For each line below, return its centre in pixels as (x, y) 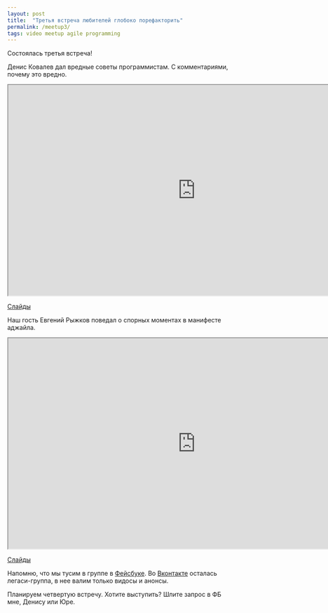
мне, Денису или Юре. (41, 602)
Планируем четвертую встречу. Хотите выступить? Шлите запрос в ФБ (115, 595)
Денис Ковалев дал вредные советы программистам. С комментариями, (118, 67)
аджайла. (21, 328)
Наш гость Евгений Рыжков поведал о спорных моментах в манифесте (115, 320)
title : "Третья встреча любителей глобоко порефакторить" (95, 20)
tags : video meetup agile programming (64, 33)
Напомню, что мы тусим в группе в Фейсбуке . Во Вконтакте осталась (112, 574)
